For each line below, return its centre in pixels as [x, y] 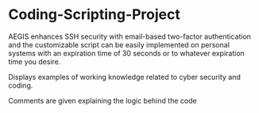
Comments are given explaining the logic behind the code [102, 100]
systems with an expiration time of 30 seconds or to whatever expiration [126, 53]
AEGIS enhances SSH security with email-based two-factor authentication [130, 36]
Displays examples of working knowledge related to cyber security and [124, 77]
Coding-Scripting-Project [95, 15]
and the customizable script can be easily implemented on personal [119, 44]
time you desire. [35, 62]
